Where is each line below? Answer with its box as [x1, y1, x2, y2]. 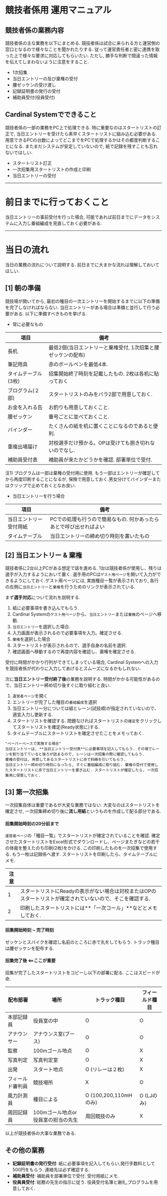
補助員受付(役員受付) [12, 94, 56, 100]
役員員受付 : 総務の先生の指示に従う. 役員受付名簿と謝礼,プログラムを [12, 1179, 154, 1185]
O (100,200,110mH [85, 1092, 133, 1099]
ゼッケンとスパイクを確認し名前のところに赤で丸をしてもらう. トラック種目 [5, 939, 160, 945]
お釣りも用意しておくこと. [48, 403, 110, 410]
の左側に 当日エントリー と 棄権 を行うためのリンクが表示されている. [5, 584, 136, 590]
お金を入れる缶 [7, 403, 43, 410]
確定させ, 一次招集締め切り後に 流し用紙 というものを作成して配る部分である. [5, 808, 162, 814]
